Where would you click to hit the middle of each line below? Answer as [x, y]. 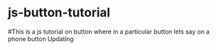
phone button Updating [41, 38]
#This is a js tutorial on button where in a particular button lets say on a [109, 32]
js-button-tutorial [59, 13]
